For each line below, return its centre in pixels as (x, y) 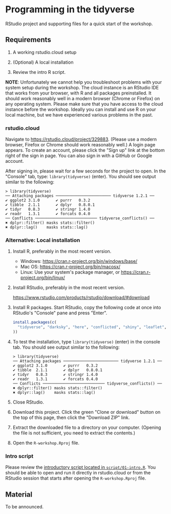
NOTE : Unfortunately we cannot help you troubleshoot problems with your (84, 82)
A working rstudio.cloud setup (45, 52)
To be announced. (25, 507)
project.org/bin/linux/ (43, 278)
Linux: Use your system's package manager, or (70, 272)
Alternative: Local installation (43, 240)
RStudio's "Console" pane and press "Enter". (60, 313)
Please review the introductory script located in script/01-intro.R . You (81, 467)
